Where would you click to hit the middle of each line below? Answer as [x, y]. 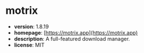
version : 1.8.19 [31, 26]
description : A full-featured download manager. [72, 39]
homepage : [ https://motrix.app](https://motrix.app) [76, 32]
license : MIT [29, 45]
